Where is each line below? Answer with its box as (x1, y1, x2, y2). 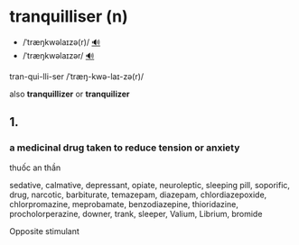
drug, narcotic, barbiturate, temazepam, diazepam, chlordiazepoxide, (9, 189, 267, 200)
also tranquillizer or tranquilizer (9, 88, 130, 99)
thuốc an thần (9, 162, 61, 173)
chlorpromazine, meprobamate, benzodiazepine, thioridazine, (9, 198, 239, 209)
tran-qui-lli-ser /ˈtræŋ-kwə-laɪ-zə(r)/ (9, 70, 145, 82)
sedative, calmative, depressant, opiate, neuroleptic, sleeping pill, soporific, (9, 179, 291, 190)
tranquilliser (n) (9, 6, 128, 27)
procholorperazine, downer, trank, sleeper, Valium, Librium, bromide (9, 208, 263, 219)
